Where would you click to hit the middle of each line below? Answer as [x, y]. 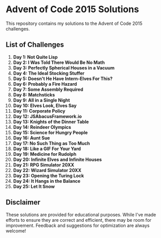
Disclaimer [23, 202]
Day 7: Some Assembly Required [48, 89]
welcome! [16, 231]
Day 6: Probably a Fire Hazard [45, 84]
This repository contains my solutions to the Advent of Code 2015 [74, 23]
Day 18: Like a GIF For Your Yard [47, 149]
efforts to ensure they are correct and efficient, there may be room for [78, 220]
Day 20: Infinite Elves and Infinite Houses [57, 159]
